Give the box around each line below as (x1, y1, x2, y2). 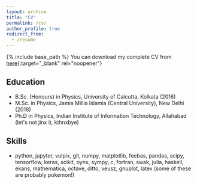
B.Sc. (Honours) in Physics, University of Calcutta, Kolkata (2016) (14, 93, 176, 100)
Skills (6, 136, 27, 146)
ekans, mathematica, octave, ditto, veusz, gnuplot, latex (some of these (14, 165, 192, 172)
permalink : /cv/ (6, 20, 47, 26)
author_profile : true (6, 25, 60, 32)
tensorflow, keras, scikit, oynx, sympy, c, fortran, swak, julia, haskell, (14, 158, 184, 165)
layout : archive (6, 8, 47, 15)
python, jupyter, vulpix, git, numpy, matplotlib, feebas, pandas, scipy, (14, 152, 184, 159)
